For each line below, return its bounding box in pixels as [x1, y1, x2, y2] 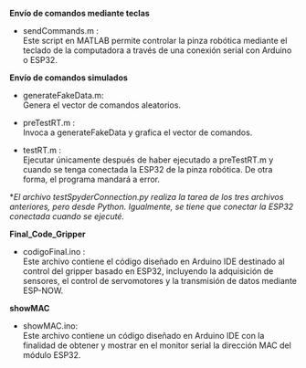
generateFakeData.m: [22, 90, 104, 100]
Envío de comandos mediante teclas [9, 8, 151, 18]
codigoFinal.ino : [22, 247, 86, 257]
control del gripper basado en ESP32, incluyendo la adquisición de [22, 266, 274, 277]
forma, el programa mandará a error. [22, 173, 161, 184]
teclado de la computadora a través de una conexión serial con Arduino [22, 45, 292, 56]
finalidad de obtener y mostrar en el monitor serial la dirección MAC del [22, 340, 292, 351]
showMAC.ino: [22, 321, 79, 331]
